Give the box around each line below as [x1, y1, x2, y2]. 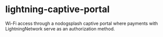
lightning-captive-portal [5, 4, 110, 15]
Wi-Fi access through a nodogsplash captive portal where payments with [5, 20, 158, 26]
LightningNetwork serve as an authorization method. [5, 25, 115, 31]
